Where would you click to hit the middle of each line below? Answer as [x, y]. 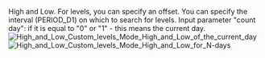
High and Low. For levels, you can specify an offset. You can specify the [128, 12]
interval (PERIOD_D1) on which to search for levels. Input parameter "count [132, 20]
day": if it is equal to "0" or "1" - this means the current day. [107, 28]
